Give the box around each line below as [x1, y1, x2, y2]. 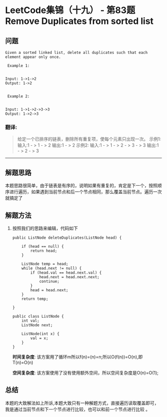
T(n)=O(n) [12, 359, 33, 365]
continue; [39, 279, 60, 284]
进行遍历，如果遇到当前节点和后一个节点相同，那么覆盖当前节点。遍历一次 [9, 189, 162, 195]
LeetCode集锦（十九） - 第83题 [5, 4, 136, 16]
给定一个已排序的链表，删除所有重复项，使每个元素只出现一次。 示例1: [17, 136, 162, 142]
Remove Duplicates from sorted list [5, 15, 154, 27]
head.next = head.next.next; [39, 274, 99, 280]
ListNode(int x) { [21, 331, 60, 336]
